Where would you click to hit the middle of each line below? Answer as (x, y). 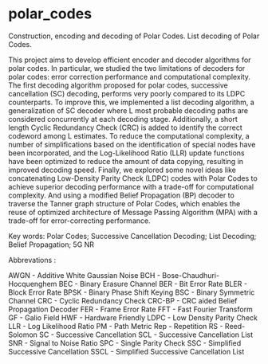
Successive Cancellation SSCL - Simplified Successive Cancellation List (126, 351)
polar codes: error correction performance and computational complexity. (130, 76)
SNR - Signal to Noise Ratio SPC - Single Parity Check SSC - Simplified (125, 342)
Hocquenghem (33, 284)
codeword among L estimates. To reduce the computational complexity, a (129, 135)
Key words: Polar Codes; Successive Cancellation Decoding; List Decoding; (132, 236)
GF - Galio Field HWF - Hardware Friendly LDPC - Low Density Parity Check (133, 317)
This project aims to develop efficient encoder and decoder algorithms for (130, 60)
